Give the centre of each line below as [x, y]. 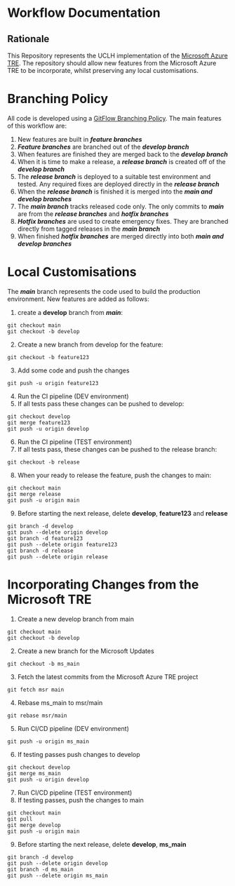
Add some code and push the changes [73, 370]
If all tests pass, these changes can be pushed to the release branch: [117, 449]
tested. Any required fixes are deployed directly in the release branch [118, 184]
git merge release [34, 494]
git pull [20, 819]
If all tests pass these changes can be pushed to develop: [101, 403]
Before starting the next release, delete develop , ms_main [102, 844]
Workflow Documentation [84, 13]
